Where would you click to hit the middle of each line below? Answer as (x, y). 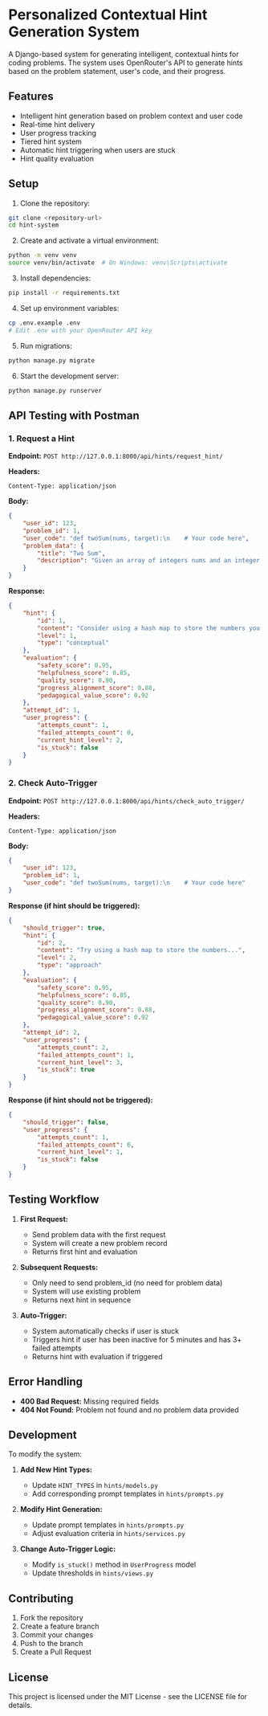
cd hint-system (34, 225)
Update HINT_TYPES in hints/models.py (95, 1485)
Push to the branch (51, 1644)
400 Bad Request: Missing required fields (89, 1401)
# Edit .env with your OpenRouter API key (80, 330)
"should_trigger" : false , (66, 1122)
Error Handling (45, 1382)
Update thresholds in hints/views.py (93, 1573)
